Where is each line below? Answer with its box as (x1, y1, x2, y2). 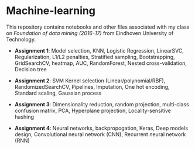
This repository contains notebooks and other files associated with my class (6, 23, 190, 30)
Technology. (6, 36, 36, 43)
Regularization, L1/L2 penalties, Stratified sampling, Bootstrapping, (14, 53, 175, 60)
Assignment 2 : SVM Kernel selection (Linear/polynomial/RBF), (14, 77, 166, 84)
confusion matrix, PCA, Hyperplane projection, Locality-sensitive (14, 107, 171, 114)
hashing (14, 113, 34, 120)
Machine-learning (6, 4, 95, 18)
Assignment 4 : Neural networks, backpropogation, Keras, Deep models (14, 124, 189, 131)
